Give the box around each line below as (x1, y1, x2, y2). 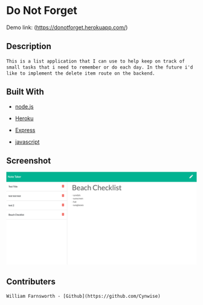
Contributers (6, 277, 56, 287)
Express (14, 126, 36, 133)
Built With (6, 87, 44, 97)
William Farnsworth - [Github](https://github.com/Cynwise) (6, 293, 161, 300)
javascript (14, 138, 40, 146)
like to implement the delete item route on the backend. (6, 70, 155, 76)
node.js (14, 102, 34, 110)
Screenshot (6, 155, 51, 166)
